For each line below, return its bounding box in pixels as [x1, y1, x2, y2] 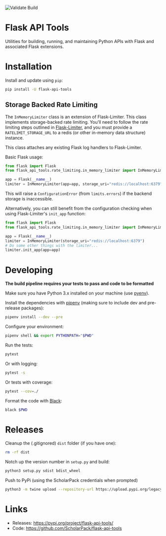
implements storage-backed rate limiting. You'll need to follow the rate [5, 119, 148, 125]
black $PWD [5, 407, 28, 412]
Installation [5, 61, 52, 72]
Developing [5, 264, 53, 276]
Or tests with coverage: [5, 379, 53, 385]
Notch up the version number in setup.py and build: [5, 459, 110, 465]
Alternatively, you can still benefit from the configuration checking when [5, 205, 152, 211]
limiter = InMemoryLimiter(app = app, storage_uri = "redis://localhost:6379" [5, 182, 163, 187]
